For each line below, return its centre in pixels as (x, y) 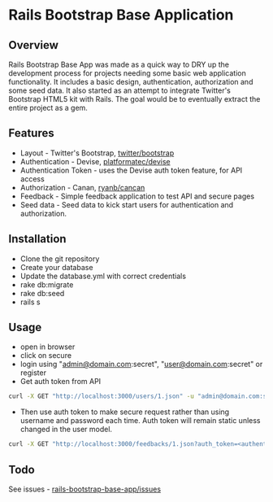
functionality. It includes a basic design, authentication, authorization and (131, 82)
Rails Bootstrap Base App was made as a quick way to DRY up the (119, 64)
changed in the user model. (66, 430)
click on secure (45, 356)
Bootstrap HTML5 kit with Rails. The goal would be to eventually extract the (134, 99)
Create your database (56, 267)
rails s (30, 302)
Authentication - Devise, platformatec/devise (95, 161)
